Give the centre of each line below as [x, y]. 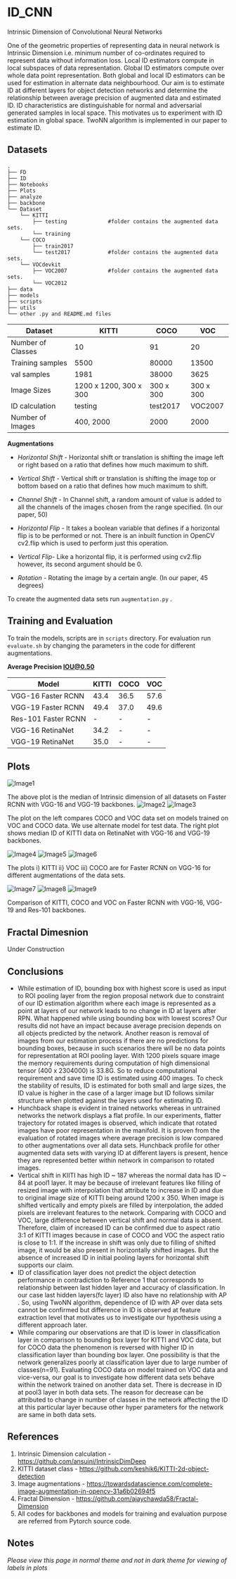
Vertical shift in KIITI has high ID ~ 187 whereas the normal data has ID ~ [122, 1175]
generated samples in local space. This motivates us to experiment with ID [115, 113]
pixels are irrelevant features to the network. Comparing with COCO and [122, 1213]
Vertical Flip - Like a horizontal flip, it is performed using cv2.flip [109, 556]
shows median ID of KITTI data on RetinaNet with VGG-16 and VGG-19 [109, 833]
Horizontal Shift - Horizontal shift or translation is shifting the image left [120, 457]
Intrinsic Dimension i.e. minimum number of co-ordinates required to [106, 53]
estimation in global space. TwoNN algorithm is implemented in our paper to [117, 120]
